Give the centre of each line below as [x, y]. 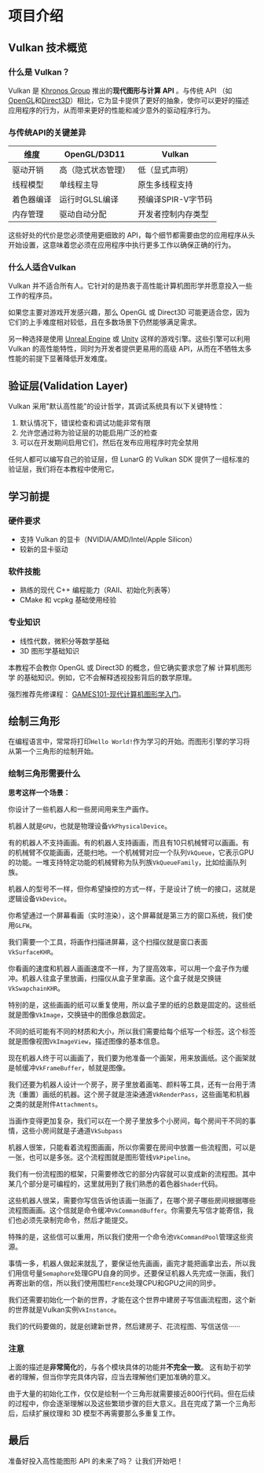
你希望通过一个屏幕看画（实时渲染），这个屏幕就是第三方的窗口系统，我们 [127, 915]
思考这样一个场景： [39, 792]
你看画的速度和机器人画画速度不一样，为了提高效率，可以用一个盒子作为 [125, 968]
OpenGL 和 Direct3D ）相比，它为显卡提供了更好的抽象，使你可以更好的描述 [129, 100]
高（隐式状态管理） [95, 170]
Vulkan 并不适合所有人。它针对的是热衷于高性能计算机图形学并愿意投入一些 [130, 286]
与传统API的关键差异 [47, 132]
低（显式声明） [166, 170]
